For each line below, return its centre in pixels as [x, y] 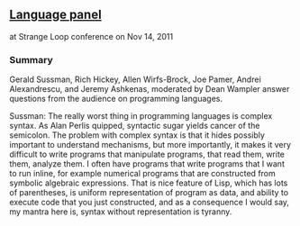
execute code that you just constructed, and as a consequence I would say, [150, 203]
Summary [32, 59]
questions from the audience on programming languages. [116, 99]
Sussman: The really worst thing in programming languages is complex [141, 116]
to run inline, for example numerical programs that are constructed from [143, 174]
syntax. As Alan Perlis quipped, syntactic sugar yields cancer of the [135, 126]
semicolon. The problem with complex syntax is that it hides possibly [137, 135]
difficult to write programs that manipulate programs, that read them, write [147, 154]
